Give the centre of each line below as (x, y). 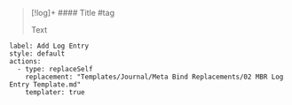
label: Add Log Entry (49, 46)
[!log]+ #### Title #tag (73, 13)
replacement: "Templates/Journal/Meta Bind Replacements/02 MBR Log (154, 77)
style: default (37, 54)
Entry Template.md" (45, 85)
